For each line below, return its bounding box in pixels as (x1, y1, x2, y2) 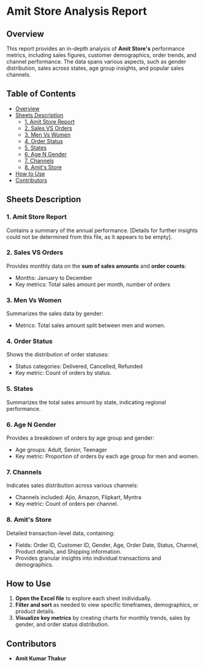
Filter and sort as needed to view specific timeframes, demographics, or (15, 601, 199, 609)
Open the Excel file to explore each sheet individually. (15, 595, 152, 602)
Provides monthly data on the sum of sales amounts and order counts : (6, 262, 187, 269)
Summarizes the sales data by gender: (6, 310, 103, 317)
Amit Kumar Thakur (15, 655, 67, 662)
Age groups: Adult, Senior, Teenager (15, 446, 108, 453)
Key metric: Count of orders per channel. (15, 500, 119, 508)
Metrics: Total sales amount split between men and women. (15, 322, 166, 329)
